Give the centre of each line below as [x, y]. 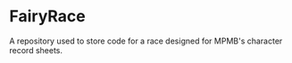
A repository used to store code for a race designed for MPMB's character [146, 41]
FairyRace [48, 16]
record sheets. [36, 50]
